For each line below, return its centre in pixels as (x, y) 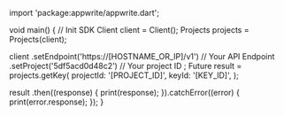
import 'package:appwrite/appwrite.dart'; (84, 13)
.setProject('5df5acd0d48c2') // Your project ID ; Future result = (126, 66)
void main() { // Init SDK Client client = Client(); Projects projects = (129, 30)
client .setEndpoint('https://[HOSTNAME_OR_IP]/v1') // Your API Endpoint (142, 56)
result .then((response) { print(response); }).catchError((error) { (125, 93)
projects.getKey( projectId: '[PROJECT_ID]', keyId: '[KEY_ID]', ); (124, 75)
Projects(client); (38, 39)
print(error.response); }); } (57, 102)
